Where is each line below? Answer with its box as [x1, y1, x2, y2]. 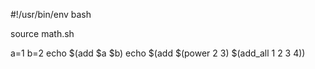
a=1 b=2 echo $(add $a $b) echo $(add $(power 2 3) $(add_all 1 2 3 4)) [10, 47, 306, 59]
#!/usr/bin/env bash [10, 9, 92, 20]
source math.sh [10, 28, 75, 39]
